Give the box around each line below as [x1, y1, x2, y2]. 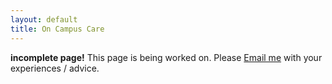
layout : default [10, 14, 78, 25]
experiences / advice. [10, 62, 100, 74]
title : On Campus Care [10, 24, 105, 34]
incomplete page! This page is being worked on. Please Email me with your [10, 51, 323, 63]
